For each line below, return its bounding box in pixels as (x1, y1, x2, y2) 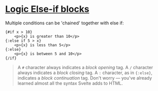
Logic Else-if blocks (5, 3, 89, 15)
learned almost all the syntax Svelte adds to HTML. (17, 80, 123, 86)
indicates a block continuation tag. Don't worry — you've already (17, 75, 152, 81)
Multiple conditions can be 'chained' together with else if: (5, 20, 124, 26)
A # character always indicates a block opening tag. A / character (17, 64, 153, 70)
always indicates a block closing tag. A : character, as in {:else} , (17, 70, 153, 76)
